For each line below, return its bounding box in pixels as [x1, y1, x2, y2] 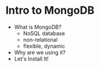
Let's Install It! [14, 55, 49, 62]
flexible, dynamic [23, 42, 65, 50]
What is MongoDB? [14, 23, 62, 31]
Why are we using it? [14, 48, 66, 56]
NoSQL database [23, 29, 65, 36]
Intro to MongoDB [5, 4, 95, 17]
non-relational [23, 36, 58, 43]
